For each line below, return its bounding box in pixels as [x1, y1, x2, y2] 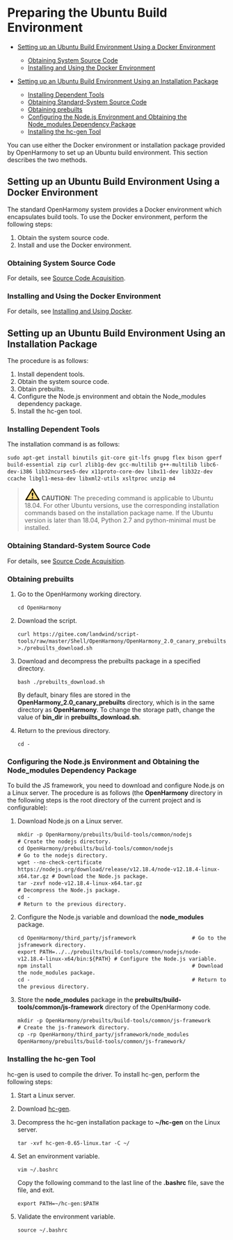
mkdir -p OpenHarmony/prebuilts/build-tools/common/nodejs [17, 831, 193, 839]
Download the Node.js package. [58, 873, 149, 880]
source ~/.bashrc [17, 1226, 68, 1234]
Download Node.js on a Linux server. [17, 817, 123, 826]
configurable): [7, 803, 48, 812]
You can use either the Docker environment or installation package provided [7, 140, 225, 149]
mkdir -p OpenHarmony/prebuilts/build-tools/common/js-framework [17, 1017, 211, 1024]
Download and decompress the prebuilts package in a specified [17, 657, 200, 666]
